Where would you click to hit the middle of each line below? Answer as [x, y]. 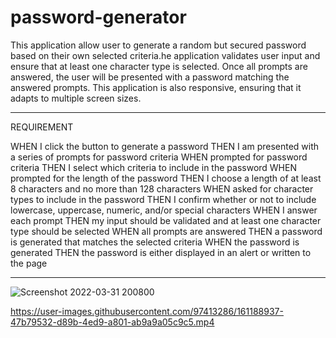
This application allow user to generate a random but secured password [158, 45]
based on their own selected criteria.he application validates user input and [165, 55]
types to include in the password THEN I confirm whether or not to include [163, 199]
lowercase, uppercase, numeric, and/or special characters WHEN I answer [164, 210]
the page [29, 263]
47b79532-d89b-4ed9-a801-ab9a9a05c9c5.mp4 [112, 322]
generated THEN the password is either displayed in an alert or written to [161, 252]
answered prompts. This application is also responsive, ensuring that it [156, 87]
